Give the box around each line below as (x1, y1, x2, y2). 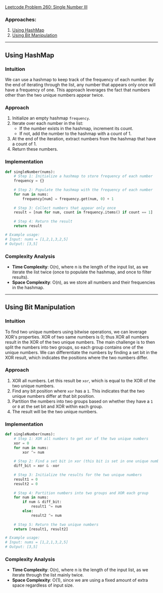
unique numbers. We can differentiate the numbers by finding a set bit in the (5, 349, 158, 355)
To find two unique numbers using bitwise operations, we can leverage (5, 329, 147, 335)
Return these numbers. (12, 146, 58, 152)
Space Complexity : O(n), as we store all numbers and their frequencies (12, 279, 155, 285)
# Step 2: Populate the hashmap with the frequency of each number (14, 187, 153, 192)
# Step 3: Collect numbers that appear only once (14, 205, 116, 210)
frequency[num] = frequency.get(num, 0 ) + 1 (22, 196, 114, 201)
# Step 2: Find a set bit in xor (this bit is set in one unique (14, 459, 149, 464)
